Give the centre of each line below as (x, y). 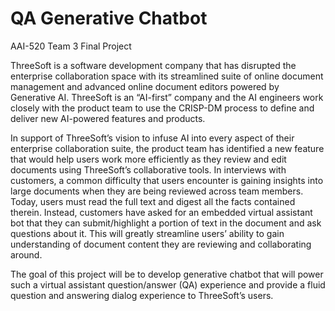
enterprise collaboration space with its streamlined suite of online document (167, 76)
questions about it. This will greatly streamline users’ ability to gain (147, 233)
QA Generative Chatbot (109, 18)
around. (26, 254)
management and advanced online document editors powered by (145, 86)
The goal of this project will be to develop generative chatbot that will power (167, 274)
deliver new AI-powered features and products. (108, 118)
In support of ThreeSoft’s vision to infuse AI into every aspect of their (152, 138)
